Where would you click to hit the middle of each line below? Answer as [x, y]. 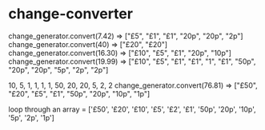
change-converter [71, 14]
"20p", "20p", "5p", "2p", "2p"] [58, 69]
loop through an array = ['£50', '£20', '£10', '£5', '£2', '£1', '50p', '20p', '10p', [132, 109]
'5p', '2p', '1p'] [31, 117]
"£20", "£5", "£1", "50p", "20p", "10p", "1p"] [79, 93]
